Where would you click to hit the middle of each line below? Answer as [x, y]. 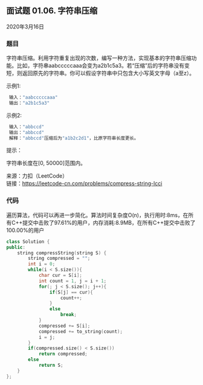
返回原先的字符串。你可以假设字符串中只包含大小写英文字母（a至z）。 [108, 73]
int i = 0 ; [42, 264]
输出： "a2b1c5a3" [29, 103]
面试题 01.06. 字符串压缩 [52, 11]
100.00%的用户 [25, 230]
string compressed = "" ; [59, 259]
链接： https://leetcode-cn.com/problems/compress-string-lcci [84, 184]
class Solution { [28, 241]
